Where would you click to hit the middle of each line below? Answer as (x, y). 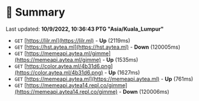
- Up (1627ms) (122, 72)
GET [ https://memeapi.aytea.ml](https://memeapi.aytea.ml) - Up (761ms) (104, 79)
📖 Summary (35, 12)
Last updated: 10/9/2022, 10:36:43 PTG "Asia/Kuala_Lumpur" (85, 29)
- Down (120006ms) (144, 91)
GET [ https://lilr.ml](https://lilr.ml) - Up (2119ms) (72, 40)
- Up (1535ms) (120, 60)
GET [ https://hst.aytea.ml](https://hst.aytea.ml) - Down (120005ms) (97, 47)
